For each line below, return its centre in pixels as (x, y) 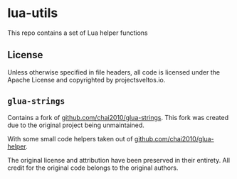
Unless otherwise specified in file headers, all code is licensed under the (114, 72)
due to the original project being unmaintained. (76, 125)
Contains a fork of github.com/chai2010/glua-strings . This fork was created (118, 117)
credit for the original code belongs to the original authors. (93, 168)
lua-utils (33, 13)
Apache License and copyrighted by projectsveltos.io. (86, 80)
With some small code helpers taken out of (70, 139)
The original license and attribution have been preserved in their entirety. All (118, 160)
